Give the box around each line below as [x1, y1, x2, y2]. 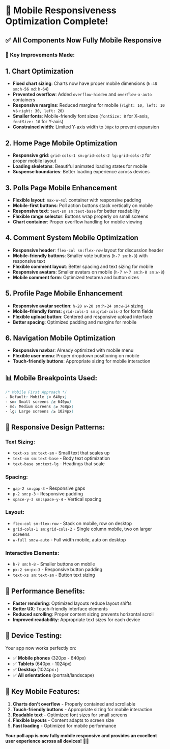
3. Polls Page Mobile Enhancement [5, 184, 118, 192]
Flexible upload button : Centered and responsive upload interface [12, 313, 152, 320]
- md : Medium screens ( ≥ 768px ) [5, 404, 74, 409]
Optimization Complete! [5, 15, 108, 27]
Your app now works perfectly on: [5, 645, 76, 651]
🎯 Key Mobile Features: [5, 687, 80, 696]
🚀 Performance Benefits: [5, 586, 85, 595]
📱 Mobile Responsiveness [5, 5, 117, 16]
